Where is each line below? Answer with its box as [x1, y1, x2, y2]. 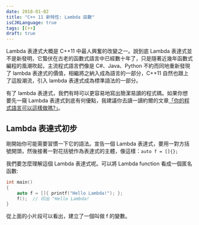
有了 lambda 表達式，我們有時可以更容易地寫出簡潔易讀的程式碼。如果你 [6, 90, 183, 97]
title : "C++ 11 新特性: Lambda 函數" [6, 14, 95, 20]
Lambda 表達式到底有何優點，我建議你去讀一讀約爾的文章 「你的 [28, 97, 185, 104]
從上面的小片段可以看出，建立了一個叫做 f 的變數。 [6, 213, 131, 220]
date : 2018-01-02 [6, 8, 49, 15]
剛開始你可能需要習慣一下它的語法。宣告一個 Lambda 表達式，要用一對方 [6, 140, 185, 147]
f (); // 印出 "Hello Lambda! [17, 195, 90, 201]
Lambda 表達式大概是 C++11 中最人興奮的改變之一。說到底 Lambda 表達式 [6, 48, 187, 55]
